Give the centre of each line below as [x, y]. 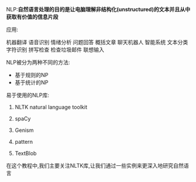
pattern [24, 142]
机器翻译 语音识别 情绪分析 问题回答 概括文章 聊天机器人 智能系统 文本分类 [97, 42]
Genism [24, 130]
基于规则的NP [31, 75]
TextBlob [26, 153]
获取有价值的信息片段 [32, 17]
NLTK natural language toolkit [51, 107]
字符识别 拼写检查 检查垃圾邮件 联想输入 [55, 50]
